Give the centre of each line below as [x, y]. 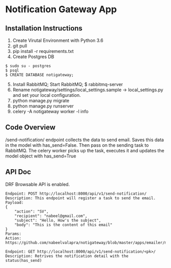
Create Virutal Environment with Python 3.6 [58, 40]
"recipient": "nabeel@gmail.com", [51, 216]
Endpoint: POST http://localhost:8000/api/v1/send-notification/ [76, 194]
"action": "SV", [32, 211]
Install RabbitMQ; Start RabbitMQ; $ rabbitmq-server [68, 84]
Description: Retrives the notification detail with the [67, 256]
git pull [20, 46]
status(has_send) [24, 260]
